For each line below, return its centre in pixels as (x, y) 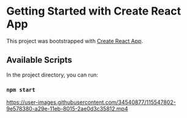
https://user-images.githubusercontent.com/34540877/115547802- (91, 102)
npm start (21, 90)
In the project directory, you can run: (52, 75)
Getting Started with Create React (94, 11)
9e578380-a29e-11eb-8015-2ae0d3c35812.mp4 (67, 109)
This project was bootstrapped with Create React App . (75, 41)
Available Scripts (39, 60)
